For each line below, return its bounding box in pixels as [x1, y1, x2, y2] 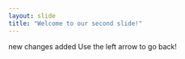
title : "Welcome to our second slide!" [8, 19, 143, 27]
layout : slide [8, 11, 57, 20]
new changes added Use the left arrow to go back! [8, 41, 178, 51]
